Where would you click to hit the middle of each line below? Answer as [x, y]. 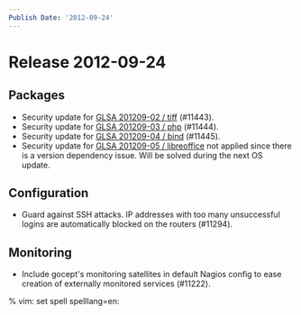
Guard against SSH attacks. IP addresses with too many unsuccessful [151, 215]
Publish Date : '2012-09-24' [61, 18]
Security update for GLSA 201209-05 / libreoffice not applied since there [156, 146]
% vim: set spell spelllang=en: [64, 301]
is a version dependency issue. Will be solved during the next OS [142, 155]
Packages [36, 95]
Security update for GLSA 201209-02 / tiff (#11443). [118, 117]
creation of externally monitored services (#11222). [116, 283]
